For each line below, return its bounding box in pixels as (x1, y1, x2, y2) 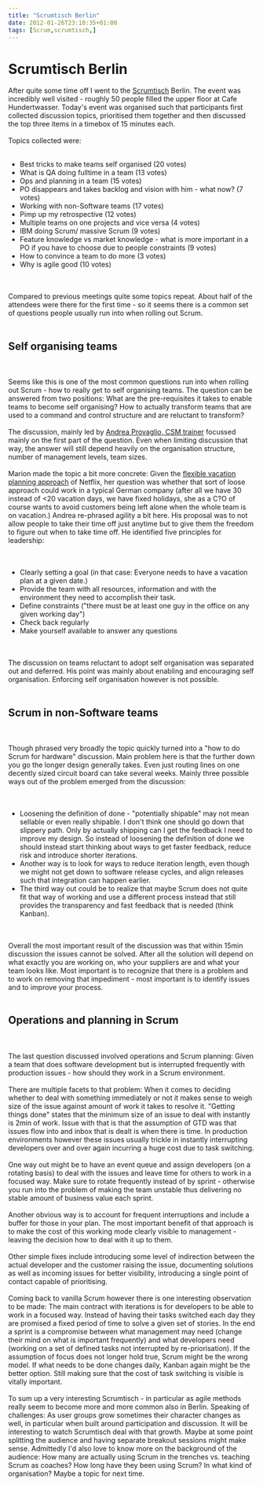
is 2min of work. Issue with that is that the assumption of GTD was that (8, 1117, 237, 1128)
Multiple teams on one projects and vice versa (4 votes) (19, 218, 200, 228)
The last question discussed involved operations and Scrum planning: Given (8, 1051, 254, 1061)
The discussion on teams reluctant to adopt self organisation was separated (8, 658, 254, 668)
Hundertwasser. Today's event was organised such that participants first (8, 103, 243, 112)
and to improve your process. (8, 982, 104, 992)
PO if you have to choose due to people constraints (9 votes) (19, 243, 217, 252)
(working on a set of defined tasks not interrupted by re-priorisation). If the (8, 1343, 250, 1352)
